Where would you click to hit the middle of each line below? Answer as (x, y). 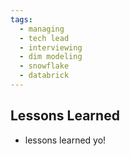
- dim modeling (51, 57)
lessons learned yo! (65, 140)
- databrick (44, 76)
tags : (21, 19)
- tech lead (44, 38)
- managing (42, 29)
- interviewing (51, 47)
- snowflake (44, 66)
